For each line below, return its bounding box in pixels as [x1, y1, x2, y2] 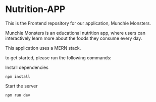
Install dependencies [5, 64, 49, 70]
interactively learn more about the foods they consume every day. [5, 35, 142, 41]
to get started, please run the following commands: [5, 54, 112, 61]
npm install [5, 74, 30, 79]
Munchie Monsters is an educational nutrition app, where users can [5, 30, 145, 36]
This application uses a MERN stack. [5, 45, 81, 51]
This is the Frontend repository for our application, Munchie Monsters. [5, 20, 151, 26]
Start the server [5, 83, 38, 89]
